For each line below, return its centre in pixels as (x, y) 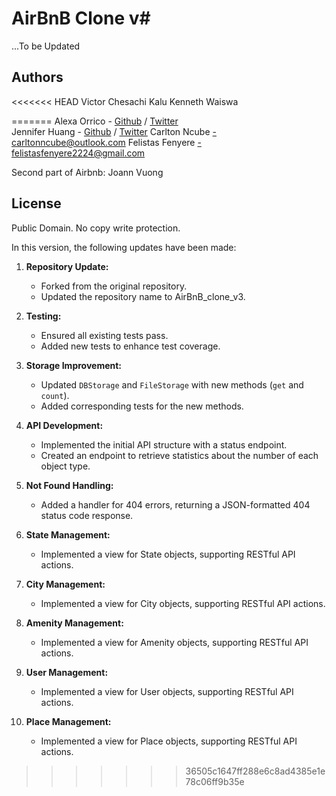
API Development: (64, 425)
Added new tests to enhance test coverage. (130, 346)
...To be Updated (46, 46)
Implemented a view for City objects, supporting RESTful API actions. (183, 603)
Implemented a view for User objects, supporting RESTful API (167, 691)
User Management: (67, 672)
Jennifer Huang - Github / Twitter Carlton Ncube (111, 131)
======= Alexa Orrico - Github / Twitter (95, 121)
